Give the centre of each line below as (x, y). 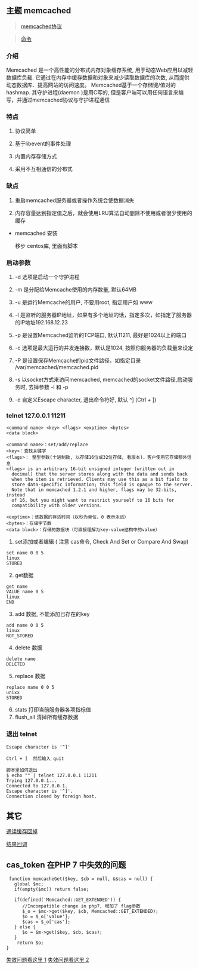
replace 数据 (30, 676)
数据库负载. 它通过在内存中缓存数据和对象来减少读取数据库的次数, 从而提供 (98, 78)
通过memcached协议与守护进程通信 (66, 100)
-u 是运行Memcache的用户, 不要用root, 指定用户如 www (84, 302)
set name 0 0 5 (25, 553)
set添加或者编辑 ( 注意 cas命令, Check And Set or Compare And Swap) (102, 542)
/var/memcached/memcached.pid (57, 367)
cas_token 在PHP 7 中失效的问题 (66, 865)
